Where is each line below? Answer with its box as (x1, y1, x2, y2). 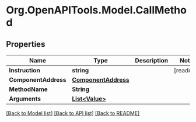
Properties (6, 39, 45, 49)
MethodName (9, 85, 48, 93)
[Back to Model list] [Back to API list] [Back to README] (6, 110, 140, 117)
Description (135, 57, 169, 64)
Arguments (9, 95, 41, 103)
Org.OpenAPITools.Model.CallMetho (6, 4, 187, 17)
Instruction (9, 67, 41, 74)
